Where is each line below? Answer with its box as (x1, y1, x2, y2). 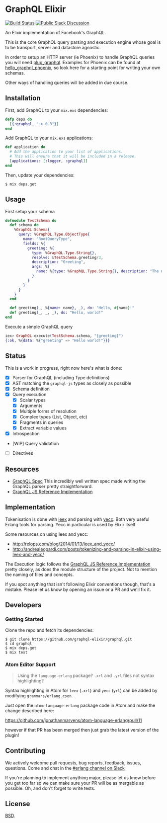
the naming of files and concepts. (5, 572, 74, 577)
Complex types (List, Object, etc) (19, 413, 87, 419)
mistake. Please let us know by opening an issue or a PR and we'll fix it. (5, 586, 151, 592)
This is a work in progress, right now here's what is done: (5, 365, 123, 371)
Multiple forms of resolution (19, 408, 77, 414)
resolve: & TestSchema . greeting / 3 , (31, 255, 103, 260)
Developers (5, 601, 42, 609)
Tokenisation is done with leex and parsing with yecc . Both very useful (5, 516, 150, 522)
